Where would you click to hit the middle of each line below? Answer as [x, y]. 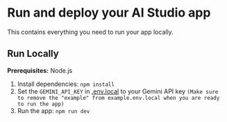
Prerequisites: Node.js [40, 70]
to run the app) [41, 104]
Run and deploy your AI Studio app [109, 13]
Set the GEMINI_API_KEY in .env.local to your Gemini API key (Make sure [118, 91]
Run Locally [33, 54]
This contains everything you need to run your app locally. [90, 32]
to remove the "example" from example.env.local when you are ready [118, 98]
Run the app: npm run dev [53, 111]
